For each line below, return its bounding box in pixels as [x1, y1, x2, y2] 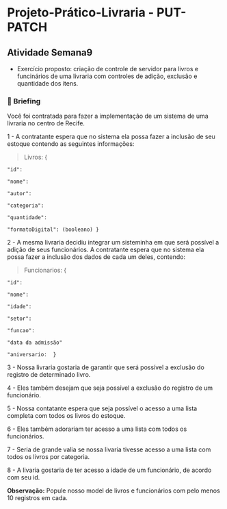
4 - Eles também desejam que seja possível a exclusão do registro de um [7, 384, 213, 392]
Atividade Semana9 [7, 47, 93, 58]
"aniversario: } [7, 351, 57, 358]
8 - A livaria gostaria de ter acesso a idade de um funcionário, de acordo [7, 466, 212, 474]
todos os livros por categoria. [7, 453, 90, 461]
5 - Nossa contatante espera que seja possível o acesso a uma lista [7, 404, 198, 412]
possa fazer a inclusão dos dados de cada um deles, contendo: [7, 253, 186, 261]
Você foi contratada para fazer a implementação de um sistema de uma [7, 112, 209, 121]
